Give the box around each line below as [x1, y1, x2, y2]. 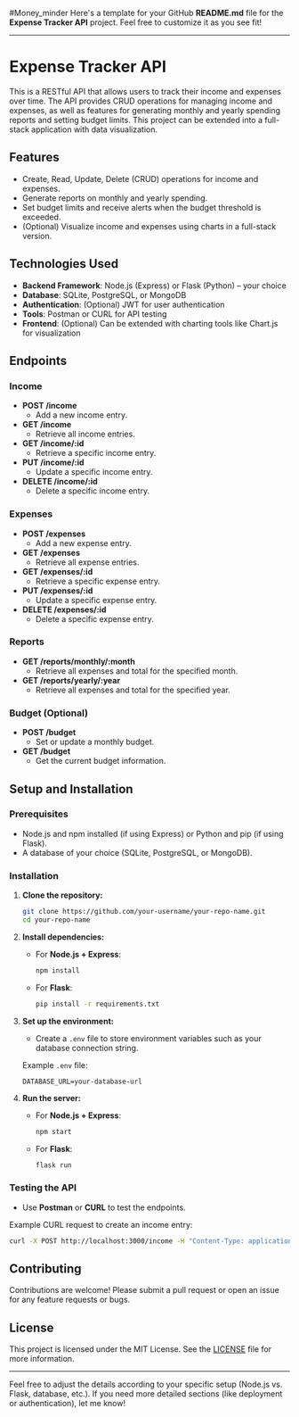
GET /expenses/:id [21, 566, 93, 576]
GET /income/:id [21, 438, 85, 449]
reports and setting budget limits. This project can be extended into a [9, 114, 263, 125]
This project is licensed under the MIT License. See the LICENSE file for [9, 1344, 272, 1355]
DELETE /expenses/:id [21, 604, 107, 615]
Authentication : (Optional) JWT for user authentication [21, 299, 225, 310]
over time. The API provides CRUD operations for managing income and [9, 95, 273, 106]
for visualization [21, 327, 81, 338]
